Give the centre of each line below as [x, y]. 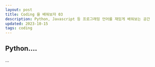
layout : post [19, 10]
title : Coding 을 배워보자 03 [34, 14]
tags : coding [19, 28]
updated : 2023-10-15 [27, 24]
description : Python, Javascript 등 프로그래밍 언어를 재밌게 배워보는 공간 [78, 19]
